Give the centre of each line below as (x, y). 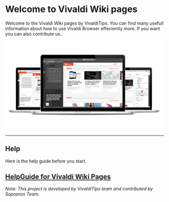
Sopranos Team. (22, 194)
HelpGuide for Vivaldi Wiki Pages (58, 177)
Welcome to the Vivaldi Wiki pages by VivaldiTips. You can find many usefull (84, 23)
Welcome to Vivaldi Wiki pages (71, 9)
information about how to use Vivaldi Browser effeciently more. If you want (83, 28)
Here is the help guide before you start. (46, 161)
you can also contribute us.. (34, 34)
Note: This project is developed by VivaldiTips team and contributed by (79, 189)
